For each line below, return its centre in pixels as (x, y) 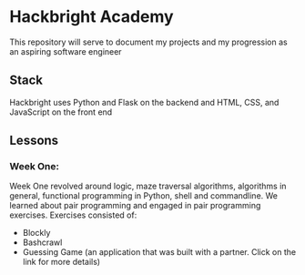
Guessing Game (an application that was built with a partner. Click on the (159, 252)
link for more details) (61, 262)
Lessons (34, 141)
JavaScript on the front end (61, 112)
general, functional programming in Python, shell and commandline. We (144, 196)
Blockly (36, 233)
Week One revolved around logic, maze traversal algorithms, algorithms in (148, 186)
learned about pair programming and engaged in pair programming (135, 206)
